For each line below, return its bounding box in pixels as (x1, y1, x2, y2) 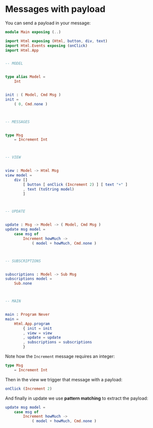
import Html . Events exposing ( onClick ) (5, 43, 88, 48)
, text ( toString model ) (23, 186, 75, 192)
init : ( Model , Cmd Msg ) (5, 92, 61, 97)
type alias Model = (5, 75, 46, 80)
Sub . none (14, 281, 32, 286)
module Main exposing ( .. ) (5, 29, 61, 34)
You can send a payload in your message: (5, 20, 91, 26)
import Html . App (5, 48, 39, 53)
